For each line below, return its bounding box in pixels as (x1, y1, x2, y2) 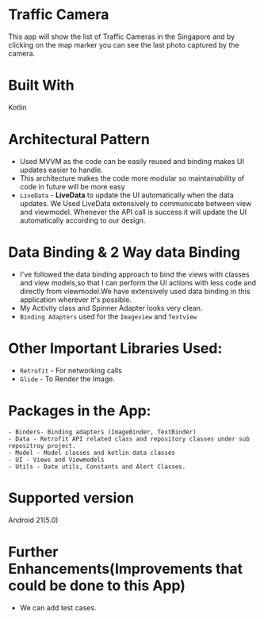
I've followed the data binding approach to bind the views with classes (19, 269, 250, 279)
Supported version (8, 489, 135, 506)
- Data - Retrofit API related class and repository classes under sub (8, 434, 250, 443)
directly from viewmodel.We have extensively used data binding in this (19, 286, 251, 296)
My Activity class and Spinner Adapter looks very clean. (19, 303, 203, 312)
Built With (8, 77, 75, 94)
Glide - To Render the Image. (19, 374, 115, 384)
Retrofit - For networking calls (19, 365, 123, 375)
